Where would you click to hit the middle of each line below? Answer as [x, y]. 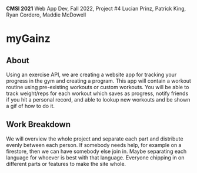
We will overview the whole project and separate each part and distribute [95, 139]
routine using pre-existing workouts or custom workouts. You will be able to [98, 87]
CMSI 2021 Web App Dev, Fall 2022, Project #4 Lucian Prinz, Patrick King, [96, 9]
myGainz [29, 39]
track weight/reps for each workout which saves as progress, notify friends [97, 93]
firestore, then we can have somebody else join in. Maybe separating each [96, 151]
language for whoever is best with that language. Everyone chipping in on [95, 157]
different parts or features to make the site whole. [66, 164]
